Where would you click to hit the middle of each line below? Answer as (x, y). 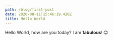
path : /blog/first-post (30, 10)
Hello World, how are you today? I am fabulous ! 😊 (56, 33)
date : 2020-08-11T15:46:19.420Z (38, 14)
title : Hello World (25, 19)
